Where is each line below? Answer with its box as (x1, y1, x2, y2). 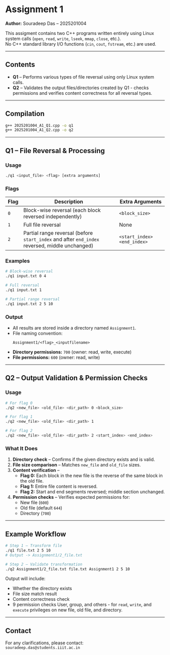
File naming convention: (12, 331, 63, 337)
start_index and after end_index (23, 236, 100, 243)
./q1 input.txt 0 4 (5, 274, 47, 279)
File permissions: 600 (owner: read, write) (12, 354, 100, 360)
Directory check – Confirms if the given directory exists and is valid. (12, 456, 155, 462)
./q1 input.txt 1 (5, 287, 42, 293)
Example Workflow (5, 530, 66, 538)
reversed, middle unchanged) (23, 242, 94, 249)
